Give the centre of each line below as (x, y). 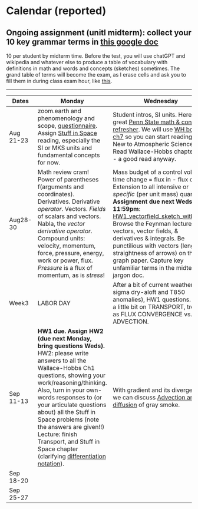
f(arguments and (61, 187)
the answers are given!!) (71, 427)
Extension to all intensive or (151, 187)
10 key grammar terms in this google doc (82, 42)
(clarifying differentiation (72, 456)
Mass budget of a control (148, 172)
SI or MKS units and (65, 148)
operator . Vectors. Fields (72, 209)
